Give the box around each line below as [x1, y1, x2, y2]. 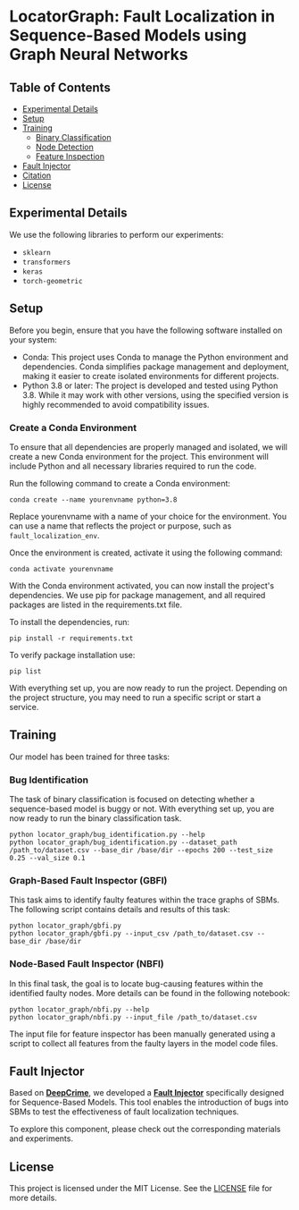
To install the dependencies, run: [9, 616, 130, 627]
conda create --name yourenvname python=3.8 [9, 495, 178, 504]
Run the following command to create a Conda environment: [9, 478, 230, 488]
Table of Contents [9, 80, 112, 95]
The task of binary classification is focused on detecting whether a [9, 794, 255, 805]
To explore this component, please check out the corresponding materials [9, 1124, 281, 1135]
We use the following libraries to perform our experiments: [9, 229, 224, 240]
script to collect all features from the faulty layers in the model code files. [9, 1037, 278, 1048]
